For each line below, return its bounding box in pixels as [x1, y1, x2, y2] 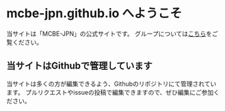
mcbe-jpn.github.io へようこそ [6, 5, 183, 21]
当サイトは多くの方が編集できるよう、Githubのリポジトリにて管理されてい [6, 79, 217, 88]
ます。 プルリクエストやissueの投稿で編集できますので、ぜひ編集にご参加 [6, 88, 214, 96]
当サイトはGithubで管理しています [6, 60, 153, 72]
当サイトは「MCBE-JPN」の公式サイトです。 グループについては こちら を [6, 29, 213, 38]
